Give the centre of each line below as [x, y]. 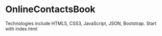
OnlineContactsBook [50, 9]
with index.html [21, 28]
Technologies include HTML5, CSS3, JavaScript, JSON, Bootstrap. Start [81, 23]
